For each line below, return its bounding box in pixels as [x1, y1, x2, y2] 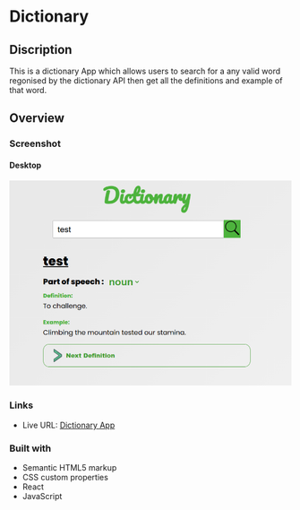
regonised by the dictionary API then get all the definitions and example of [9, 75, 283, 86]
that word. [9, 85, 47, 95]
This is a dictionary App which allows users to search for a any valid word [9, 65, 281, 76]
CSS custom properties [21, 472, 109, 483]
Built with [9, 442, 52, 454]
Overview [9, 110, 65, 126]
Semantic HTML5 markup [21, 462, 117, 473]
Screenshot [9, 137, 61, 150]
